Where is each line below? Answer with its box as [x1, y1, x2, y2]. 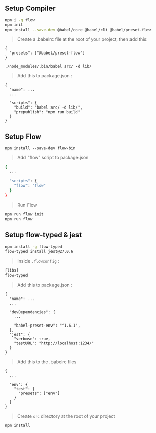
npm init [5, 22, 23, 28]
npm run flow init [5, 211, 44, 217]
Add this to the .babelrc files [17, 359, 77, 365]
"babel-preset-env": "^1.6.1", [14, 323, 81, 328]
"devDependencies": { [9, 309, 56, 315]
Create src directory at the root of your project [17, 413, 115, 419]
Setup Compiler [5, 4, 56, 13]
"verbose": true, [14, 336, 51, 341]
